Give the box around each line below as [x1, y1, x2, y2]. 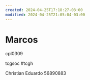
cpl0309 [5, 51, 23, 57]
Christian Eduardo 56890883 [5, 70, 66, 76]
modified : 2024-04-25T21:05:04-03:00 [5, 12, 85, 17]
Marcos [5, 34, 38, 46]
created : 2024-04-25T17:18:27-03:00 [5, 7, 83, 13]
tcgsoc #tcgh [5, 60, 33, 66]
